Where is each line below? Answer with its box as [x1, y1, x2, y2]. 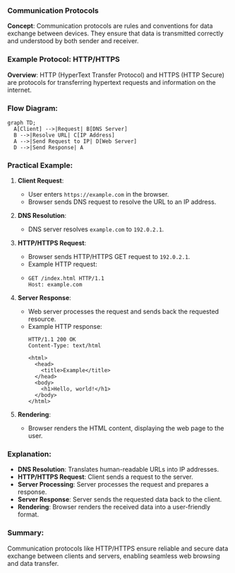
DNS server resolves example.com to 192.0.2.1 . [28, 225, 164, 233]
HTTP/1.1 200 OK [28, 336, 76, 343]
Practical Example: [7, 160, 73, 170]
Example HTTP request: [28, 260, 97, 269]
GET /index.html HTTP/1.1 [28, 275, 104, 282]
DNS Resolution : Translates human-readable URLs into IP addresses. [17, 465, 219, 474]
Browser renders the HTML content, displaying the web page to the [28, 424, 224, 433]
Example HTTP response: [28, 323, 102, 331]
